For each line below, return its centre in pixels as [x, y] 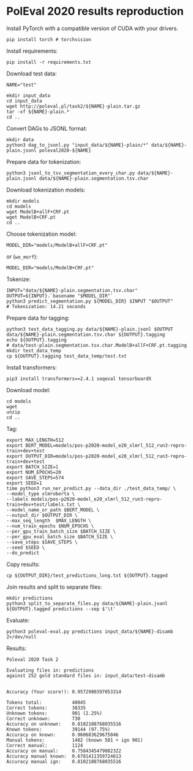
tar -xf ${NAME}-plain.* [38, 112]
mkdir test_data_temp [34, 351]
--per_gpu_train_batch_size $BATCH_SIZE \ [61, 531]
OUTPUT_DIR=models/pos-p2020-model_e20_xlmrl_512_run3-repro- [106, 456]
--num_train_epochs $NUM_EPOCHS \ [50, 526]
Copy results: [23, 564]
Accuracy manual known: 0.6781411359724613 [64, 756]
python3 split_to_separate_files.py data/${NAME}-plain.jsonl [87, 603]
